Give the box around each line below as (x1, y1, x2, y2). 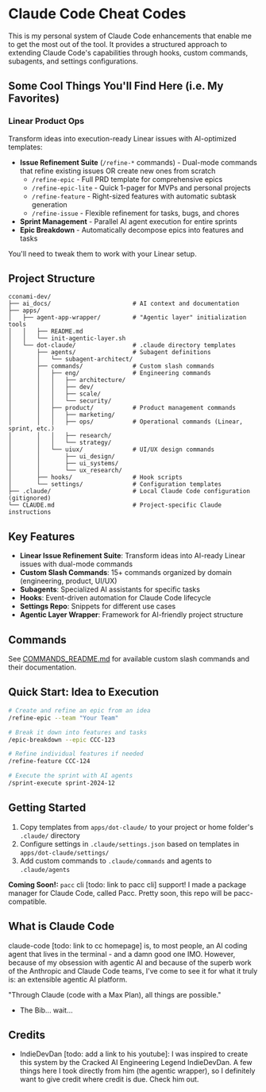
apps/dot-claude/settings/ (19, 849, 110, 857)
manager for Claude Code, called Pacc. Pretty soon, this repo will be (8, 888, 233, 897)
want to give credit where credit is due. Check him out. (19, 1075, 199, 1084)
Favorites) (8, 92, 60, 106)
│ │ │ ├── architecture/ (8, 376, 126, 384)
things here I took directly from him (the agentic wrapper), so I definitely (19, 1066, 256, 1076)
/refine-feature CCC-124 (8, 758, 91, 766)
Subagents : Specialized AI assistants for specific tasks (19, 585, 201, 594)
